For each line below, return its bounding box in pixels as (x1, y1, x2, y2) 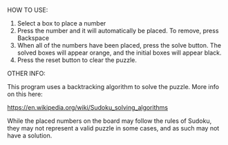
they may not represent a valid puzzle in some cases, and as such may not (7, 124, 220, 132)
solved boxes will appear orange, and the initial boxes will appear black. (17, 48, 222, 57)
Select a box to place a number (17, 19, 106, 27)
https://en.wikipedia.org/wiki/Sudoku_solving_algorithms (7, 104, 168, 111)
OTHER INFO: (7, 69, 46, 77)
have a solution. (7, 131, 53, 139)
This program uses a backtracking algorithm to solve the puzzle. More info (7, 83, 220, 90)
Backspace (17, 34, 50, 42)
